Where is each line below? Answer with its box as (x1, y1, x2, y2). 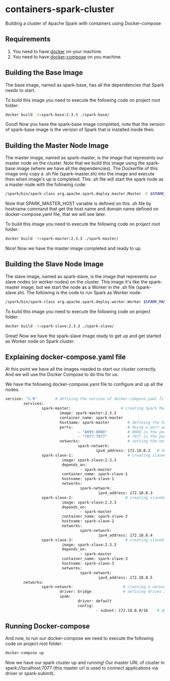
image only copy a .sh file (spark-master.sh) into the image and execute (5, 171, 155, 177)
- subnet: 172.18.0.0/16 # (96, 608, 159, 613)
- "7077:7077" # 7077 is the (77, 434, 157, 439)
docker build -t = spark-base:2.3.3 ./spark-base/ (5, 112, 110, 117)
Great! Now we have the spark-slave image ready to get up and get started (5, 333, 161, 339)
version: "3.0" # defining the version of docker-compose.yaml (5, 396, 157, 401)
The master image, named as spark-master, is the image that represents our (5, 155, 164, 161)
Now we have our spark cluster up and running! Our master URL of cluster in (5, 660, 165, 666)
